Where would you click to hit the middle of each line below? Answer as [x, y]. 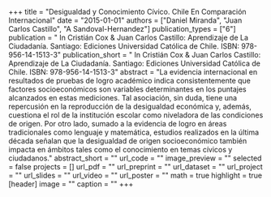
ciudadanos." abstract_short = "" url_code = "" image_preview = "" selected [135, 158]
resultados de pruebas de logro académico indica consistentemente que [130, 81]
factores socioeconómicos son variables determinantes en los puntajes [127, 89]
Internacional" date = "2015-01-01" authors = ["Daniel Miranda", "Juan [125, 20]
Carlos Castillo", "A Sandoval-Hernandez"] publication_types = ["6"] [123, 29]
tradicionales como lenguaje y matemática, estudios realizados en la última [134, 132]
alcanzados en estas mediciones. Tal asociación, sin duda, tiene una [123, 98]
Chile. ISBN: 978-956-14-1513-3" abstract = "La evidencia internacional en [133, 72]
